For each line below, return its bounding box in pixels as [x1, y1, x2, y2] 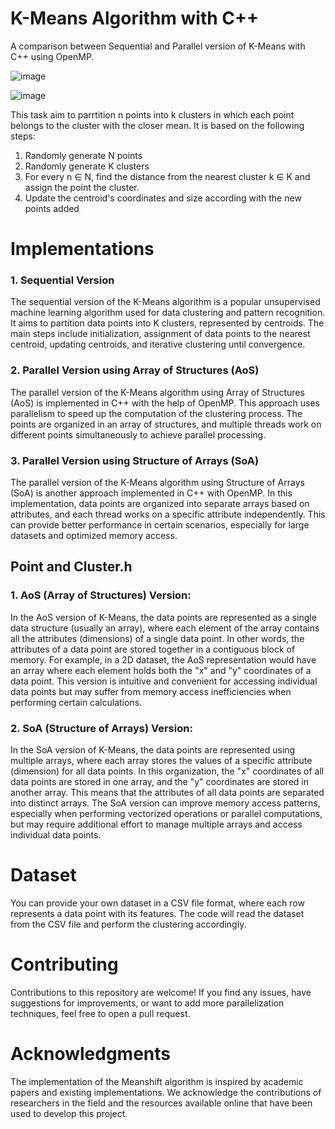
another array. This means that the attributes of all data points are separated [10, 787, 325, 798]
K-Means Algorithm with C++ [10, 7, 260, 30]
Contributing [10, 953, 119, 976]
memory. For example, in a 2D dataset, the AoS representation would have [10, 653, 317, 666]
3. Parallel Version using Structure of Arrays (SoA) [10, 453, 260, 467]
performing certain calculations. [10, 696, 143, 708]
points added [24, 202, 80, 214]
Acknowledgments [10, 1043, 172, 1066]
